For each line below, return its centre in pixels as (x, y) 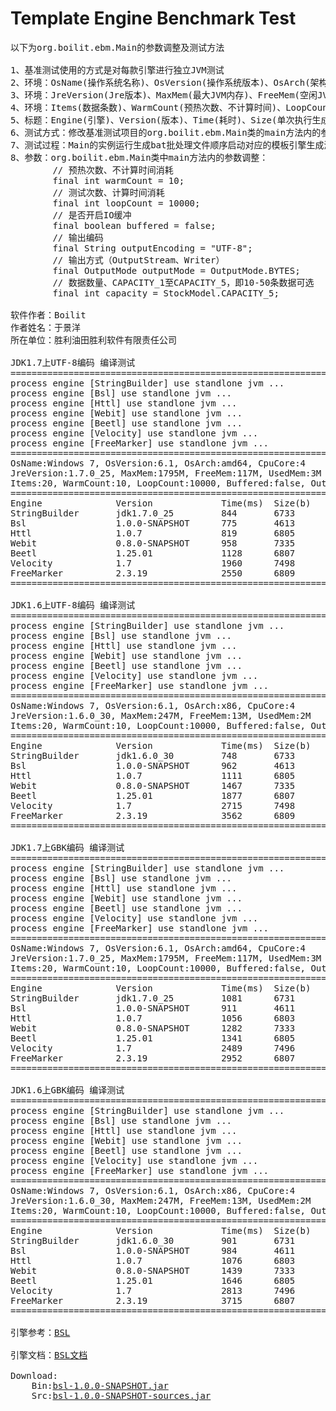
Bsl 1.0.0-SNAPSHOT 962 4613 (153, 765)
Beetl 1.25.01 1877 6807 (153, 795)
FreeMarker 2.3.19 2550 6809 (153, 573)
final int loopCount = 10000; (126, 203)
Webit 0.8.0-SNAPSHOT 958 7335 (153, 543)
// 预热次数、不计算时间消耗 (113, 170)
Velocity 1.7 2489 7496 (153, 1048)
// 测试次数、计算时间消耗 (108, 192)
